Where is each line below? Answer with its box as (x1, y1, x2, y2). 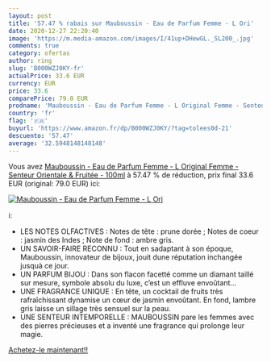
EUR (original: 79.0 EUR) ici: (8, 178, 101, 188)
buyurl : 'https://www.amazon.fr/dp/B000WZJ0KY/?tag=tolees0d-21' (8, 124, 232, 132)
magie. (19, 329, 44, 339)
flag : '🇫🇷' (8, 117, 48, 125)
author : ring (8, 57, 52, 65)
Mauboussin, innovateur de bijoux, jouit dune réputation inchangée (19, 252, 243, 262)
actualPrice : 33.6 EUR (8, 72, 85, 80)
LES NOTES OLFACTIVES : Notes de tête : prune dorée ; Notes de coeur (19, 227, 260, 236)
